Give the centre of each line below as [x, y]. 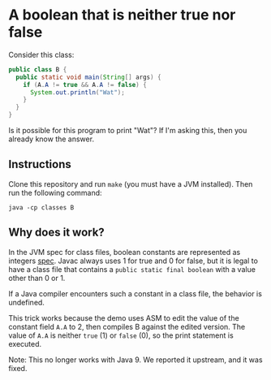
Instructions [40, 164]
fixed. [18, 368]
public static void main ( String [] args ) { [88, 77]
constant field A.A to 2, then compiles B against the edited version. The [127, 326]
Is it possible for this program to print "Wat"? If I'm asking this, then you [128, 131]
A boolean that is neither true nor [122, 15]
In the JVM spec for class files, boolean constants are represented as [125, 252]
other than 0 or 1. [37, 278]
